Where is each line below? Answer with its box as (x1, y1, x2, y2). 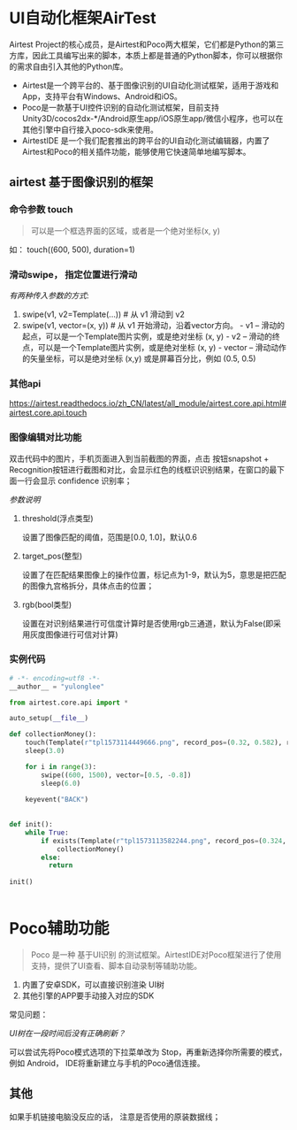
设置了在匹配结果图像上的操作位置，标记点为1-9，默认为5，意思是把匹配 (21, 569, 286, 580)
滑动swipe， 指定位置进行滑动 (9, 268, 138, 281)
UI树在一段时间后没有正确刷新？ (9, 1027, 126, 1038)
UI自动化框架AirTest (9, 8, 156, 28)
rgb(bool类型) (21, 599, 72, 610)
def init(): (9, 820, 53, 829)
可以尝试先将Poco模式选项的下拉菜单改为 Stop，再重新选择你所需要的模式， (9, 1046, 287, 1057)
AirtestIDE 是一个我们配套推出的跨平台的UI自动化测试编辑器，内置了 (21, 135, 270, 146)
